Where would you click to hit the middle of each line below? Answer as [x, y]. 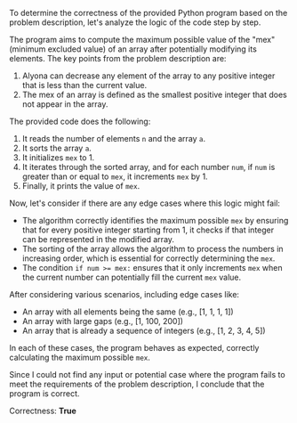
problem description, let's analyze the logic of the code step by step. [135, 22]
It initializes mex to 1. [58, 158]
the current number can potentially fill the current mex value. [132, 277]
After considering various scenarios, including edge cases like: [124, 294]
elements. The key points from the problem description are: [118, 58]
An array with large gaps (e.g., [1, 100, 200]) [103, 321]
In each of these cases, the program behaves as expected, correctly [134, 348]
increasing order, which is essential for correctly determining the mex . [148, 258]
